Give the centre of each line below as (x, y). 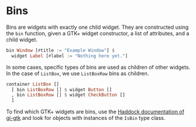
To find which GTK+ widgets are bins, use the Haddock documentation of (95, 112)
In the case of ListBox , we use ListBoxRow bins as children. (78, 73)
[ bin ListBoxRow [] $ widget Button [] (62, 89)
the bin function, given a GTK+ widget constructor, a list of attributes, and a (98, 33)
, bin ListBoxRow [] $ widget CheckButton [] (68, 95)
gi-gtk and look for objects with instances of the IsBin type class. (86, 118)
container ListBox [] (33, 84)
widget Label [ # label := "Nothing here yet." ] (70, 56)
